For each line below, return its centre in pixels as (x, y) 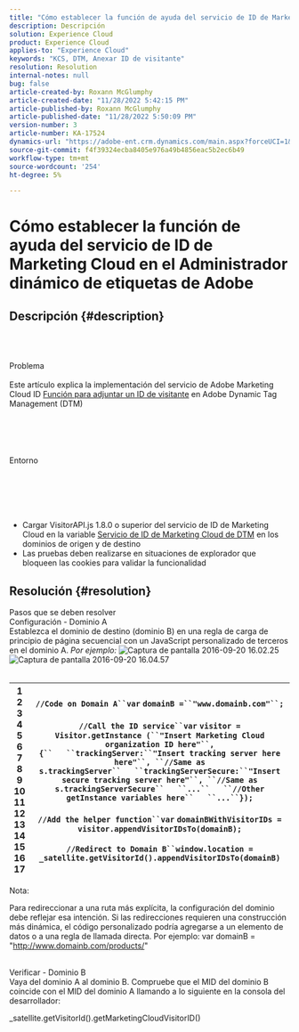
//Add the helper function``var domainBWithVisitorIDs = (160, 820)
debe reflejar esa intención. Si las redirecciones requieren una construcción (148, 917)
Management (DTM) (46, 404)
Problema (27, 366)
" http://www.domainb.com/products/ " (79, 946)
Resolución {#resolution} (81, 591)
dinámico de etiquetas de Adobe (131, 284)
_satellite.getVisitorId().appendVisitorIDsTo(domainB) (160, 858)
